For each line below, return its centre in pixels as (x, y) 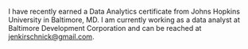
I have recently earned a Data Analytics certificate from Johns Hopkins (124, 11)
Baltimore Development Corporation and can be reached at (105, 28)
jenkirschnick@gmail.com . (51, 36)
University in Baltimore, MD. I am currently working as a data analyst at (124, 20)
